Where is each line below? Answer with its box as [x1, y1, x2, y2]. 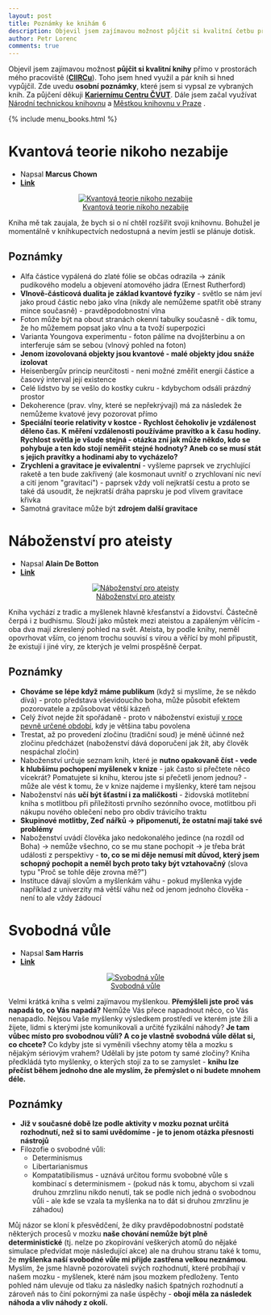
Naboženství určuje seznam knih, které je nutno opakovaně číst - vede [19, 755, 257, 765]
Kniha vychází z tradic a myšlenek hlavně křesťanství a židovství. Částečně [8, 607, 258, 617]
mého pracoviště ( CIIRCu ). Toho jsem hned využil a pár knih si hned [8, 73, 235, 83]
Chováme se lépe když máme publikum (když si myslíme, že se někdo [19, 686, 256, 696]
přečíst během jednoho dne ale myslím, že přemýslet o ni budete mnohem [8, 1065, 261, 1075]
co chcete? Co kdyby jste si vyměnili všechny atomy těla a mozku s [8, 1039, 234, 1049]
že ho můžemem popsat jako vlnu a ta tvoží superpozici [19, 323, 206, 333]
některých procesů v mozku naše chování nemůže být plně [8, 1229, 208, 1239]
